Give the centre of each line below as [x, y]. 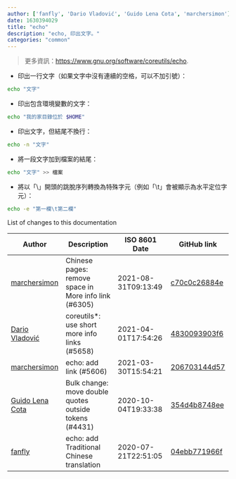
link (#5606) [86, 371]
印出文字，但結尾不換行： [54, 131]
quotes [77, 400]
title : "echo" [28, 27]
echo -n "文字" [28, 144]
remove [78, 278]
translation [83, 464]
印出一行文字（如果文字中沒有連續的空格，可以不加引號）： [102, 76]
